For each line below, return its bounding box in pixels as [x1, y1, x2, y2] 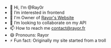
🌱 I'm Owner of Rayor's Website [9, 15, 74, 20]
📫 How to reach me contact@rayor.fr [9, 25, 86, 31]
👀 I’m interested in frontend [9, 10, 65, 15]
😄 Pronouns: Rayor [9, 32, 49, 38]
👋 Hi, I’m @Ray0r [9, 5, 44, 10]
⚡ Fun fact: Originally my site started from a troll [9, 37, 106, 43]
